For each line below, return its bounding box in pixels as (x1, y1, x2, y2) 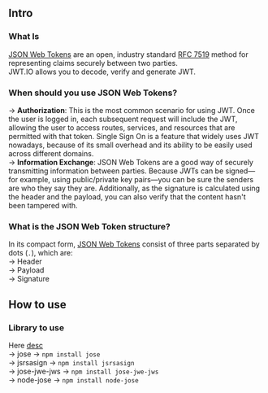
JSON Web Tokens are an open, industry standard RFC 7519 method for (8, 49, 249, 59)
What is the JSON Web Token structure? (8, 221, 171, 232)
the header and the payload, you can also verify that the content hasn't (8, 191, 246, 202)
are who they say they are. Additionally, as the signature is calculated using (8, 183, 261, 193)
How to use (8, 297, 67, 312)
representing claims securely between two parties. (8, 58, 179, 68)
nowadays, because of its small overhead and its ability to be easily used (8, 140, 253, 150)
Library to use (8, 321, 65, 333)
